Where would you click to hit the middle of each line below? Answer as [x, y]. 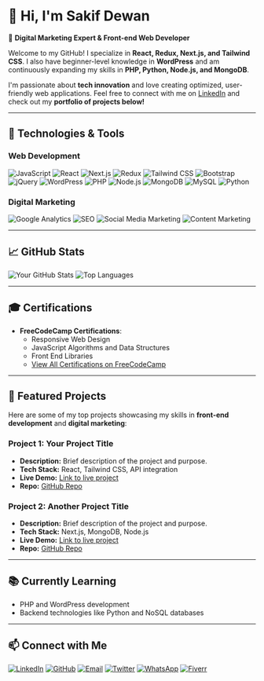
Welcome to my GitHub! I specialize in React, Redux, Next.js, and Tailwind [129, 53]
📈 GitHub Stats [46, 252]
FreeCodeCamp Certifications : [70, 331]
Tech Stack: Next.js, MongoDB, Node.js [84, 531]
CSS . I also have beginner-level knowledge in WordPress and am [114, 61]
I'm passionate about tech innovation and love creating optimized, [116, 85]
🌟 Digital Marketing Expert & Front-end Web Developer [99, 38]
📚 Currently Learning [62, 582]
